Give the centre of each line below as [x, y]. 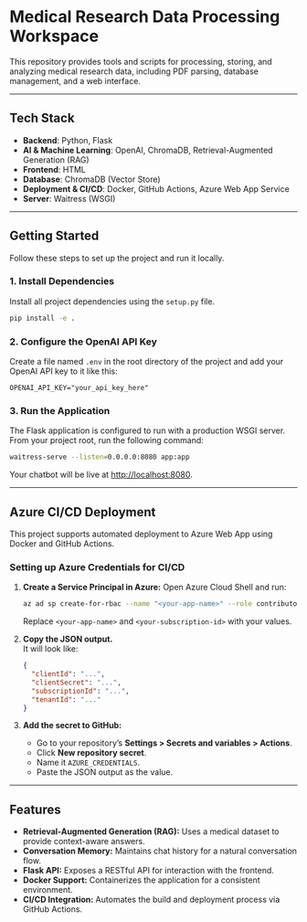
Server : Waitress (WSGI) [69, 198]
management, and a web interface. [75, 80]
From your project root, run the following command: [106, 440]
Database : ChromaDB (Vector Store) [92, 179]
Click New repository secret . [91, 753]
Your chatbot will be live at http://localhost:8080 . [101, 475]
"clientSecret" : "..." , [76, 683]
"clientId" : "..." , [69, 674]
